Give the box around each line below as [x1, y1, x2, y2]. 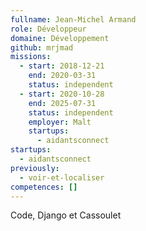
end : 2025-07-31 [28, 98, 97, 108]
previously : [10, 163, 60, 173]
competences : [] [10, 182, 78, 192]
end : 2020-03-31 [28, 71, 97, 81]
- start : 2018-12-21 [19, 61, 105, 71]
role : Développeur [10, 24, 87, 34]
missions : [10, 52, 52, 62]
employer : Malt [28, 117, 92, 127]
